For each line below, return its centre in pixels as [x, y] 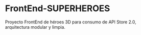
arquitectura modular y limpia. [35, 27]
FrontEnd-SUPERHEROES [58, 9]
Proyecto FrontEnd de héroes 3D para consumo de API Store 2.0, [70, 22]
